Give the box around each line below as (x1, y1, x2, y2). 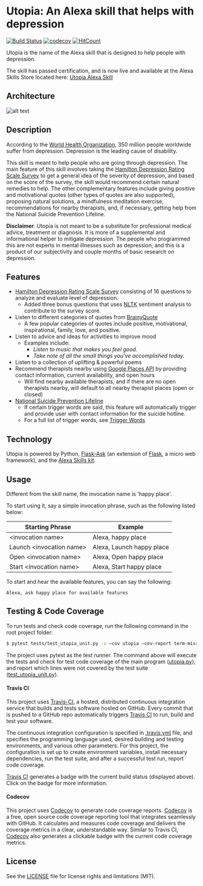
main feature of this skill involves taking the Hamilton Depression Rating (6, 165, 185, 173)
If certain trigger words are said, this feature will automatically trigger (24, 404, 196, 411)
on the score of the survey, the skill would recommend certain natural (6, 178, 179, 185)
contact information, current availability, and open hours (14, 371, 155, 379)
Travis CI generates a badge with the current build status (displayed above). (6, 773, 195, 780)
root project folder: (6, 629, 53, 636)
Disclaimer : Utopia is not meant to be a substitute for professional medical (6, 222, 192, 230)
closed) (24, 391, 43, 398)
